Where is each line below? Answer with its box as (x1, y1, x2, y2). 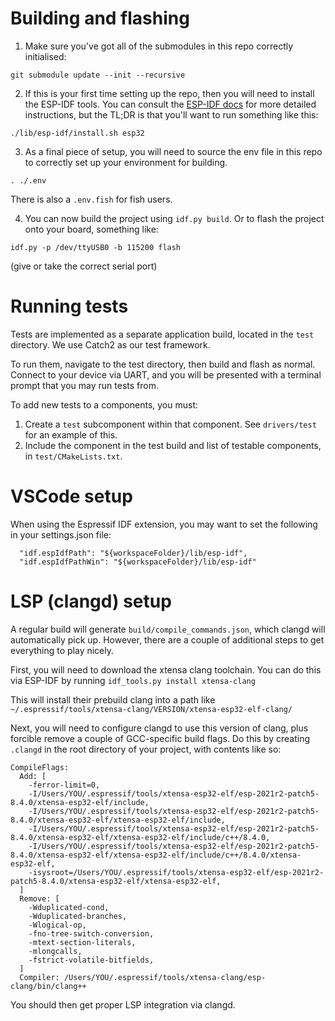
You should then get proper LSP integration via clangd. (10, 998, 236, 1011)
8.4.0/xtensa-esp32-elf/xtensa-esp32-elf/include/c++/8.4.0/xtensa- (10, 850, 302, 860)
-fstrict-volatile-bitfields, (28, 955, 155, 965)
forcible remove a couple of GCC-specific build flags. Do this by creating (10, 732, 311, 744)
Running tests (10, 295, 129, 318)
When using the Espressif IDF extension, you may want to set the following (10, 518, 318, 530)
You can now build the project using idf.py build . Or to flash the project (24, 212, 325, 224)
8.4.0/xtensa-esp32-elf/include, (10, 797, 150, 807)
